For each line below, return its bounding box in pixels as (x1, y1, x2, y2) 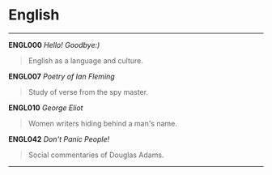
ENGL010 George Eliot (8, 103, 83, 113)
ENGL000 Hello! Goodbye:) (8, 40, 100, 49)
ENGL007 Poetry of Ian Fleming (8, 71, 115, 81)
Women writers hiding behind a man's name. (28, 118, 178, 128)
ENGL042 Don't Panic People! (8, 134, 110, 143)
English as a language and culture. (28, 55, 143, 66)
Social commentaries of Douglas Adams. (28, 150, 164, 160)
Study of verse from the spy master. (28, 87, 148, 96)
